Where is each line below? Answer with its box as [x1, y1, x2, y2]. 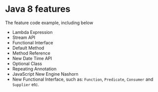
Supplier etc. [12, 81, 39, 87]
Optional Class [12, 61, 42, 66]
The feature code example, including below [5, 20, 93, 26]
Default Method [12, 45, 44, 51]
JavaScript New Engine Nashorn [12, 71, 79, 77]
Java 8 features [5, 3, 71, 15]
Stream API [12, 34, 36, 40]
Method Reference [12, 50, 50, 56]
